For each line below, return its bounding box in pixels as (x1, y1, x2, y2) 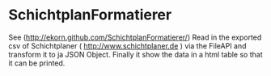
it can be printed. (8, 58, 66, 68)
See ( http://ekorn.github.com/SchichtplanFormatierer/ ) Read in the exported (8, 32, 262, 42)
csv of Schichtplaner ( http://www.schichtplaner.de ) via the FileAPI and (8, 40, 247, 50)
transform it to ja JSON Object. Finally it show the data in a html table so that (8, 49, 263, 59)
